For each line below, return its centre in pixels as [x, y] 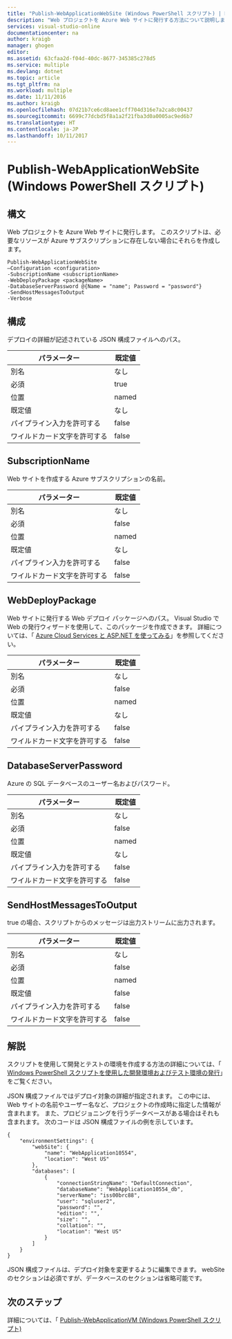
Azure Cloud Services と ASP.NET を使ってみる [103, 635]
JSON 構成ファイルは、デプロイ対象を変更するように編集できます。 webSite [116, 1270]
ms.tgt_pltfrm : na [33, 84]
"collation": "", [81, 1226]
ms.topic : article [33, 78]
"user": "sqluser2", [86, 1202]
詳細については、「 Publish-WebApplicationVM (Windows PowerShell [104, 1320]
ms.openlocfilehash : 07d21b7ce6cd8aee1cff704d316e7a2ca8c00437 [100, 110]
